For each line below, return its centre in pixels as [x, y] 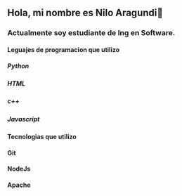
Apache [19, 185]
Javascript [24, 119]
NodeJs [19, 169]
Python [18, 66]
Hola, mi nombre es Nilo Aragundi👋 [85, 13]
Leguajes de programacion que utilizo [64, 49]
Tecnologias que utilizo [42, 137]
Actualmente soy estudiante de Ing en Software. [91, 33]
